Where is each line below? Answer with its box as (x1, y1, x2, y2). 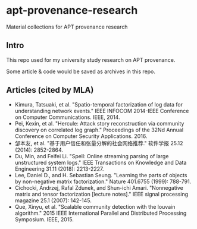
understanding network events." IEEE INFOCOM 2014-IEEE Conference (14, 107, 189, 114)
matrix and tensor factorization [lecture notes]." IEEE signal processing (14, 190, 189, 197)
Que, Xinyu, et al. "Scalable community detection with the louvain (14, 203, 176, 210)
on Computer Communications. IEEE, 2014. (14, 114, 120, 121)
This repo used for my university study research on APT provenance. (6, 56, 176, 63)
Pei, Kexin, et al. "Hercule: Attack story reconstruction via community (14, 120, 185, 127)
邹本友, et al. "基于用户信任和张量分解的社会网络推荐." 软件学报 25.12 (14, 139, 183, 146)
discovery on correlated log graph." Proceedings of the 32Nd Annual (14, 126, 183, 133)
